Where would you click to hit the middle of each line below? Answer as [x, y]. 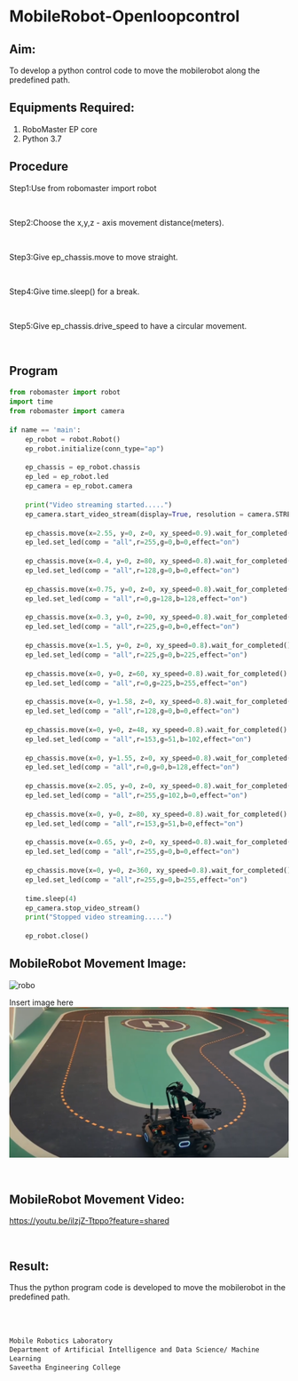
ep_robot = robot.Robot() [73, 439]
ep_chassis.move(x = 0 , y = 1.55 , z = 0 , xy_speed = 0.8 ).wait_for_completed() [160, 758]
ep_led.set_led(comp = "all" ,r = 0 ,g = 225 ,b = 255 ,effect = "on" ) [137, 683]
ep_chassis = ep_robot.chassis [83, 467]
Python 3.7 [42, 139]
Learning [25, 1359]
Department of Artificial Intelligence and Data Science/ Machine [134, 1350]
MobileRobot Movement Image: [98, 964]
